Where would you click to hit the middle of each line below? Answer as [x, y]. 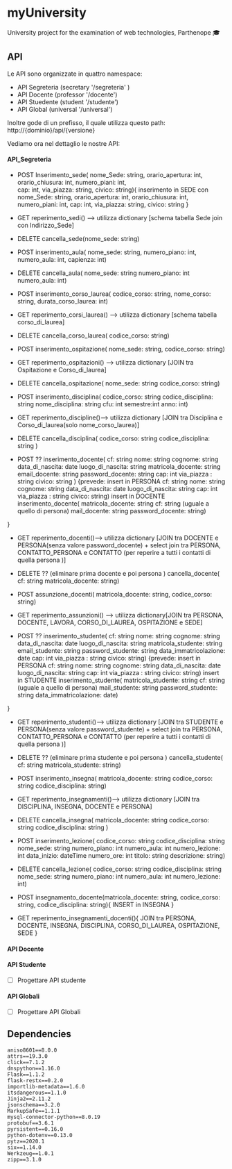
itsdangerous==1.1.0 [37, 1093]
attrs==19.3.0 [28, 1056]
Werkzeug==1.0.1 [30, 1153]
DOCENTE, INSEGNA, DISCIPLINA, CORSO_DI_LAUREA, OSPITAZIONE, [118, 925]
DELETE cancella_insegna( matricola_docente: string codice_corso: [113, 820]
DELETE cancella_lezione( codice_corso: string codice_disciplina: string [119, 869]
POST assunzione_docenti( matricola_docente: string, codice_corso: [115, 594]
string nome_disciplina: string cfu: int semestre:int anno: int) [102, 404]
